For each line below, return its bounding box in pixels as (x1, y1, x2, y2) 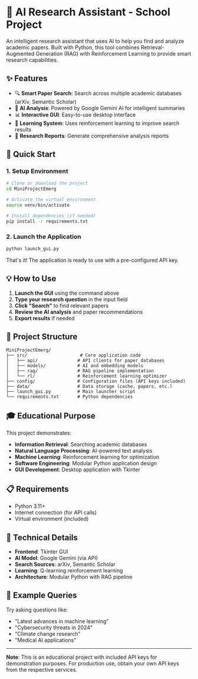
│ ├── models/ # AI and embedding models (6, 363, 144, 369)
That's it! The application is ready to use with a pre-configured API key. (6, 256, 179, 263)
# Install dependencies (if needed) (6, 213, 96, 218)
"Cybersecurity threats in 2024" (14, 624, 93, 631)
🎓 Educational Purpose (6, 411, 95, 421)
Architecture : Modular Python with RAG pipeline (14, 573, 133, 580)
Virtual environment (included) (14, 515, 89, 523)
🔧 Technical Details (6, 532, 78, 542)
